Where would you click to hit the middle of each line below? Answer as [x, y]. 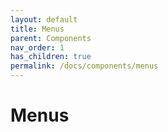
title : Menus [37, 29]
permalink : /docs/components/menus [84, 66]
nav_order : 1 [37, 47]
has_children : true [51, 57]
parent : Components [51, 38]
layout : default [44, 19]
